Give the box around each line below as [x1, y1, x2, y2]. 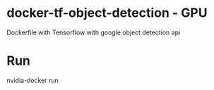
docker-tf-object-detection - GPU [6, 5, 208, 21]
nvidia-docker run [6, 76, 59, 84]
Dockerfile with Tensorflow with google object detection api [6, 28, 181, 37]
